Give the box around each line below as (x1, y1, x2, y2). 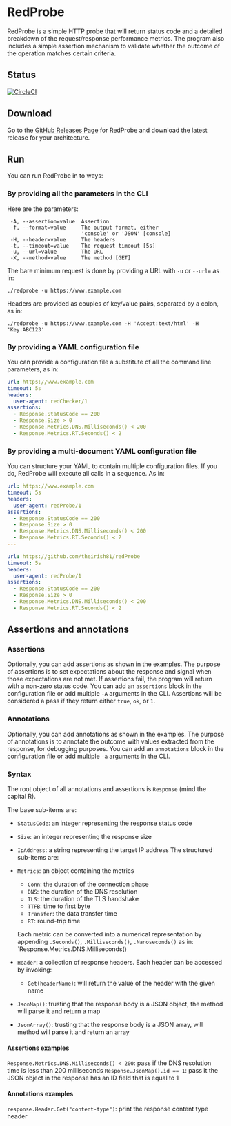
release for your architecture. (7, 133, 90, 142)
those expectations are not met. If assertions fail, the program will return (7, 675, 212, 683)
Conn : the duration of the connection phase (27, 880, 150, 889)
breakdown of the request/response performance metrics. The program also (7, 34, 225, 42)
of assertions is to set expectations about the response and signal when (7, 667, 212, 676)
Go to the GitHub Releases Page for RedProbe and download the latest (7, 126, 208, 134)
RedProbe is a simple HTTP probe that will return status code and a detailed (7, 27, 223, 35)
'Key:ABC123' (7, 326, 45, 333)
